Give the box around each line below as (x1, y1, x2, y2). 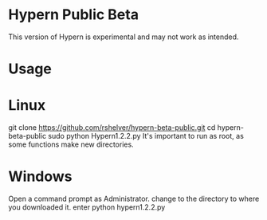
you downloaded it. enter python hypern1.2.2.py (8, 202, 166, 212)
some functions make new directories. (8, 139, 134, 149)
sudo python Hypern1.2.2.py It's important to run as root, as (47, 132, 245, 141)
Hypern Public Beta (8, 6, 139, 24)
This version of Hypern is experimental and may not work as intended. (8, 32, 239, 41)
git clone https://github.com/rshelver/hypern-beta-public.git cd (8, 123, 216, 132)
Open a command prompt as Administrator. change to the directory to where (8, 194, 260, 203)
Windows (8, 167, 73, 186)
